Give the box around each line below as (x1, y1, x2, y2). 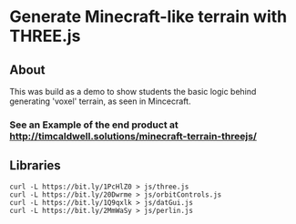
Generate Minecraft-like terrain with (9, 6, 288, 27)
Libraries (9, 158, 61, 174)
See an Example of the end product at (9, 118, 179, 131)
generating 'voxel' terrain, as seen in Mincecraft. (9, 96, 191, 107)
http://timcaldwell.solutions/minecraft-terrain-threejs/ (9, 129, 258, 142)
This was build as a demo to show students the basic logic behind (9, 87, 257, 97)
